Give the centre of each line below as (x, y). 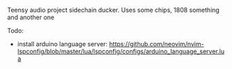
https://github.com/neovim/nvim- (156, 44)
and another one (31, 17)
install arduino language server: (62, 44)
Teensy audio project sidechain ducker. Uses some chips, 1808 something (114, 10)
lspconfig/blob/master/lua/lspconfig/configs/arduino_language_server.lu (121, 51)
